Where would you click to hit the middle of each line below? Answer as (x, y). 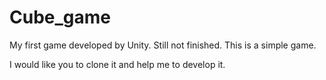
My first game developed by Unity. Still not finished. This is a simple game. (163, 45)
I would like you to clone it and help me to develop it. (117, 64)
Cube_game (60, 17)
